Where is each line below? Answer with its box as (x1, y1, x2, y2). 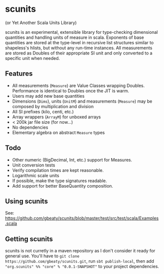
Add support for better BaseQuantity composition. (12, 183, 114, 189)
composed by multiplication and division (12, 103, 94, 109)
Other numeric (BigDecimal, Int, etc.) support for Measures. (12, 157, 132, 163)
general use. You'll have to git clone (5, 253, 80, 259)
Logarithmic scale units (12, 172, 60, 178)
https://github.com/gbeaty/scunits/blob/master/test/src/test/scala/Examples (5, 215, 159, 221)
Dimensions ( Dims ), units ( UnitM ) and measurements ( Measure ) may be (12, 98, 153, 104)
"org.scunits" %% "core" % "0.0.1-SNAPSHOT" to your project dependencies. (5, 264, 159, 270)
